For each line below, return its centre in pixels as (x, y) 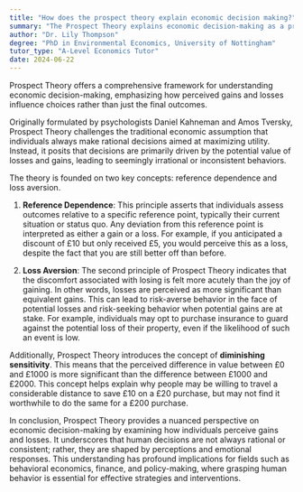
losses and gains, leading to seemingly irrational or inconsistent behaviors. (148, 160)
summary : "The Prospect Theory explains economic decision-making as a (147, 26)
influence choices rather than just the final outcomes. (108, 104)
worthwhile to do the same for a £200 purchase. (99, 403)
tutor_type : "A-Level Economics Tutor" (84, 51)
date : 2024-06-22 (42, 60)
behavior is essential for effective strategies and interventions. (125, 478)
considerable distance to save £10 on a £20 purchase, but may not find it (145, 393)
